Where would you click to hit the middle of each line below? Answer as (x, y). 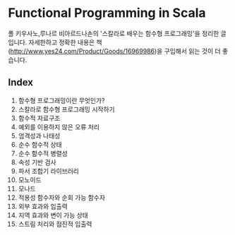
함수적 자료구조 (39, 118)
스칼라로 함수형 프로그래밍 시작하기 (66, 109)
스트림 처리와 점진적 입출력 (55, 224)
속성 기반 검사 (37, 162)
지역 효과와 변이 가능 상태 (53, 215)
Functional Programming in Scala (107, 13)
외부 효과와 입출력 (43, 206)
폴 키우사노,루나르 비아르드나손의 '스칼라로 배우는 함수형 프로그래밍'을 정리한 (114, 33)
